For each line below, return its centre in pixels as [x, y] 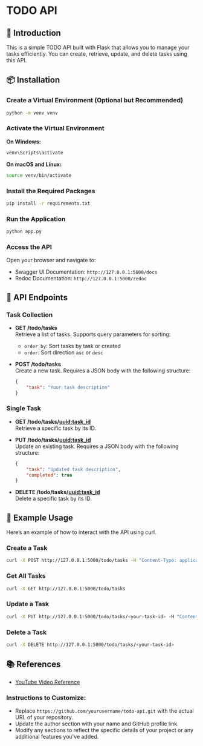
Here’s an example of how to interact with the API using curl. [82, 532]
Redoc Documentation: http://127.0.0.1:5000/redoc [81, 279]
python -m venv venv [32, 113]
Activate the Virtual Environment [55, 128]
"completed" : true [49, 475]
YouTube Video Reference [47, 682]
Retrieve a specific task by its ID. [56, 428]
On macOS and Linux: [34, 164]
